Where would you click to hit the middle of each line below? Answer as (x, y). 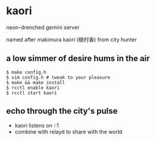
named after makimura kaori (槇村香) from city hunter (71, 39)
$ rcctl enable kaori (33, 88)
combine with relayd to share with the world (68, 132)
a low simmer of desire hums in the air (78, 58)
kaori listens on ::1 (37, 125)
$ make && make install (36, 82)
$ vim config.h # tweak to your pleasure (58, 77)
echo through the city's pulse (62, 111)
